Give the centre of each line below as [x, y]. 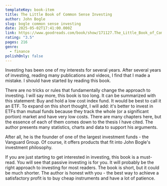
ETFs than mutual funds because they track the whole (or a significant [77, 111]
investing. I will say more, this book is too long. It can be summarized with [81, 95]
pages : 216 [16, 42]
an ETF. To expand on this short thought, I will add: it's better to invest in [79, 106]
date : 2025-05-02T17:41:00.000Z [39, 28]
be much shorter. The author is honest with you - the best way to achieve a [82, 173]
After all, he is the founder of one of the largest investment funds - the [77, 137]
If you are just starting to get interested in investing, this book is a [72, 157]
